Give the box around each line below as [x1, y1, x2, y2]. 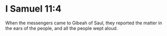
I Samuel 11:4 [5, 3, 62, 15]
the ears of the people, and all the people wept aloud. [5, 25, 118, 31]
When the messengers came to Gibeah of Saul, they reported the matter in [5, 20, 162, 26]
